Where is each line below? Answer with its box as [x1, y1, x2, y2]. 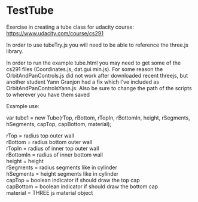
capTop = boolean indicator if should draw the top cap [6, 176, 141, 183]
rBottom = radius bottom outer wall [6, 138, 93, 145]
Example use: [6, 102, 40, 109]
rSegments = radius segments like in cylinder [6, 164, 118, 171]
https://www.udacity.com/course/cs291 [6, 29, 103, 36]
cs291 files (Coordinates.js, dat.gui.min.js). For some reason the [6, 65, 163, 72]
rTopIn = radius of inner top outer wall [6, 145, 100, 152]
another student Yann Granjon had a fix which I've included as [6, 78, 160, 85]
